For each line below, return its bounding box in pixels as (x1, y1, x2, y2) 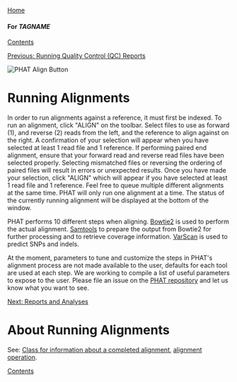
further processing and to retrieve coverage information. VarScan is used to (7, 233, 228, 241)
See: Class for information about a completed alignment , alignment (7, 346, 202, 354)
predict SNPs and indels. (7, 240, 79, 248)
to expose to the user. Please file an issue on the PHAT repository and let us (7, 276, 229, 285)
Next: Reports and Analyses (7, 297, 88, 306)
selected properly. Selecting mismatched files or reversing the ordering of (7, 158, 223, 167)
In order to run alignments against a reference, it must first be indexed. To (7, 113, 222, 122)
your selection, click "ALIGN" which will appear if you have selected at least (7, 173, 228, 183)
